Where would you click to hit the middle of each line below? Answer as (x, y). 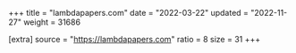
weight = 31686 (52, 22)
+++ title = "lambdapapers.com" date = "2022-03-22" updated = (129, 13)
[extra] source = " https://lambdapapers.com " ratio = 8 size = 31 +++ (135, 39)
